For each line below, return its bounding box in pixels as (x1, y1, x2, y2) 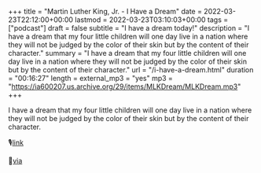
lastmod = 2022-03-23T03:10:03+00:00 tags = (74, 15, 229, 24)
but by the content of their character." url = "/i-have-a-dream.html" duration (8, 65, 254, 74)
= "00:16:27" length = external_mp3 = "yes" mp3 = (8, 74, 173, 83)
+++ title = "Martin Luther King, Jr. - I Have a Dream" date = (8, 7, 203, 16)
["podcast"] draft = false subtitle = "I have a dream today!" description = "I (8, 24, 250, 32)
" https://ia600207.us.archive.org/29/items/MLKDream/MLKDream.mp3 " (8, 82, 241, 91)
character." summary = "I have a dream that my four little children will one (8, 49, 247, 57)
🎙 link (8, 138, 24, 147)
